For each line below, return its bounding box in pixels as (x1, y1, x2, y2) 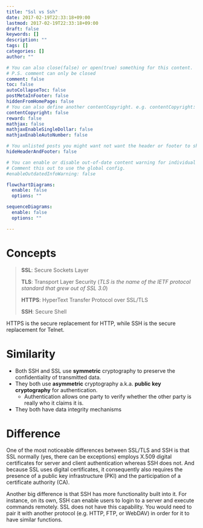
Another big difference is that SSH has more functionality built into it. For (6, 491, 187, 498)
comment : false (6, 76, 45, 82)
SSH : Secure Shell (21, 307, 67, 315)
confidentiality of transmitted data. (14, 373, 101, 381)
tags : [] (6, 43, 28, 49)
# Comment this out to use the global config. (6, 165, 126, 171)
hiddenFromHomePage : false (6, 98, 74, 105)
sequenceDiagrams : (6, 204, 53, 210)
